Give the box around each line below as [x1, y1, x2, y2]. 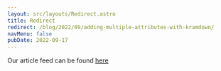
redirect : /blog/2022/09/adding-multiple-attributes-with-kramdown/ [7, 23, 215, 31]
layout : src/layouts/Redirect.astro [7, 10, 116, 18]
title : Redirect [7, 17, 55, 24]
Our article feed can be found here [7, 56, 109, 65]
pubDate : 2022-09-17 [7, 37, 69, 44]
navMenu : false [7, 30, 53, 38]
